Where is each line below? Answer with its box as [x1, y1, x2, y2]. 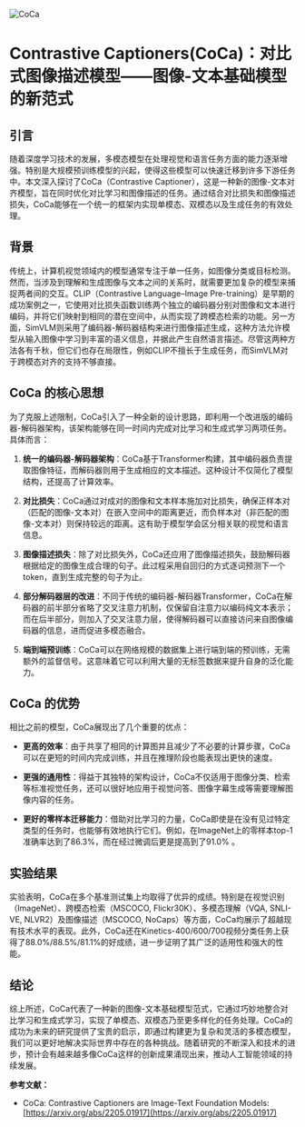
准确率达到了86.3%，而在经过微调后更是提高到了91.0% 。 [22, 836, 241, 847]
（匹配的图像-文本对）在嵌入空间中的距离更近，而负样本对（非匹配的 [22, 506, 281, 517]
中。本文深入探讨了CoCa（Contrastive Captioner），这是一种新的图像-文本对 [9, 176, 295, 186]
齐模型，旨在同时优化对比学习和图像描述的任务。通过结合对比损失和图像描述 [9, 187, 296, 198]
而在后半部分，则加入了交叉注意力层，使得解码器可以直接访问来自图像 [22, 613, 286, 624]
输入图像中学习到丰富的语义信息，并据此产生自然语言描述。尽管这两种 [25, 333, 288, 344]
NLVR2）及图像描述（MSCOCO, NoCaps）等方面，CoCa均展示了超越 [24, 914, 284, 925]
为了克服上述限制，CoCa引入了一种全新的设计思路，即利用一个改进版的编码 [9, 411, 293, 422]
